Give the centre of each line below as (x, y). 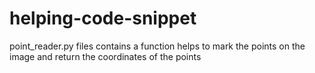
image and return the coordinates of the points (105, 56)
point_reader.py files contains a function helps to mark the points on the (157, 46)
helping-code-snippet (103, 18)
